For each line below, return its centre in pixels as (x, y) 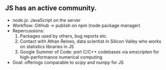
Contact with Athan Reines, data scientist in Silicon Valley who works (90, 41)
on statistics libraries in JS (47, 46)
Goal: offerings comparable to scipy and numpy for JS (68, 62)
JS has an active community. (51, 8)
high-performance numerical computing (61, 57)
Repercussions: (28, 31)
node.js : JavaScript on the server (46, 20)
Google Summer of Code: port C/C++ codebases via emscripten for (89, 52)
